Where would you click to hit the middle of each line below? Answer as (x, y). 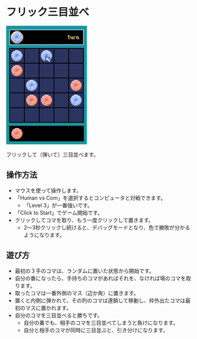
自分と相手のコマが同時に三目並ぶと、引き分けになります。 (96, 330)
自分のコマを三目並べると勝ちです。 (59, 315)
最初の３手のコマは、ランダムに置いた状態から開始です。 (85, 271)
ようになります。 (44, 235)
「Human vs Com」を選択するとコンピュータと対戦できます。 (90, 198)
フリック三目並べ (48, 12)
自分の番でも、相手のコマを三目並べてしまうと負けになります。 (101, 322)
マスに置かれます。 (49, 308)
